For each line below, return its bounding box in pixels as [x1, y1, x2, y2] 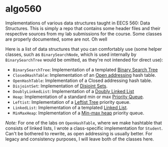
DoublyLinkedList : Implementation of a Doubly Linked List [12, 88, 134, 94]
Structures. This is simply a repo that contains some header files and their [5, 25, 161, 31]
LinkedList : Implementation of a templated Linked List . [12, 104, 128, 110]
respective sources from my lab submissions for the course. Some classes [5, 31, 162, 37]
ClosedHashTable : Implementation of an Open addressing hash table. [12, 72, 156, 78]
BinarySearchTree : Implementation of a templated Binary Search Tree [12, 67, 158, 73]
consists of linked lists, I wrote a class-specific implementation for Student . [5, 125, 163, 131]
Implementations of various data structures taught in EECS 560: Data [5, 20, 151, 26]
